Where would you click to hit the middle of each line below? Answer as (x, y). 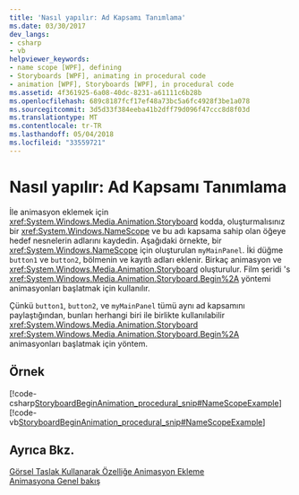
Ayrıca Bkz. (42, 450)
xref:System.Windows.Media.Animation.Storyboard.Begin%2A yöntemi (140, 278)
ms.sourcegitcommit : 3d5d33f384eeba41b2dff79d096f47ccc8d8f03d (130, 109)
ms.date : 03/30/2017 (48, 26)
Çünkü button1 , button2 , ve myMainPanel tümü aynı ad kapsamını (127, 305)
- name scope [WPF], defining (66, 68)
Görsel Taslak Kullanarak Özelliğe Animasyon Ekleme (107, 472)
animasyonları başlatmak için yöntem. (78, 343)
